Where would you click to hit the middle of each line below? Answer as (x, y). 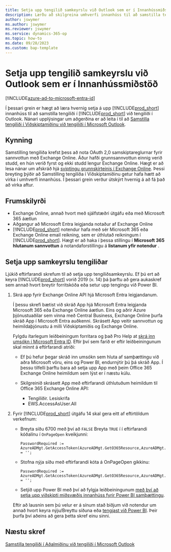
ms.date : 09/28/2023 (27, 43)
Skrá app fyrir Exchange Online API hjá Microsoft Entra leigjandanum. (85, 295)
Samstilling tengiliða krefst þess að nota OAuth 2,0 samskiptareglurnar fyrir (84, 152)
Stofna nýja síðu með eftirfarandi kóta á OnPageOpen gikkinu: (85, 462)
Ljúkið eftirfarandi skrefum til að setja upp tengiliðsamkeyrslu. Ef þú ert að (82, 274)
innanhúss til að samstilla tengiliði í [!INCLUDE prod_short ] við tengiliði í (79, 113)
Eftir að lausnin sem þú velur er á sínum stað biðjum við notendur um (84, 505)
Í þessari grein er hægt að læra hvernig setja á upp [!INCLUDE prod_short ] (82, 108)
